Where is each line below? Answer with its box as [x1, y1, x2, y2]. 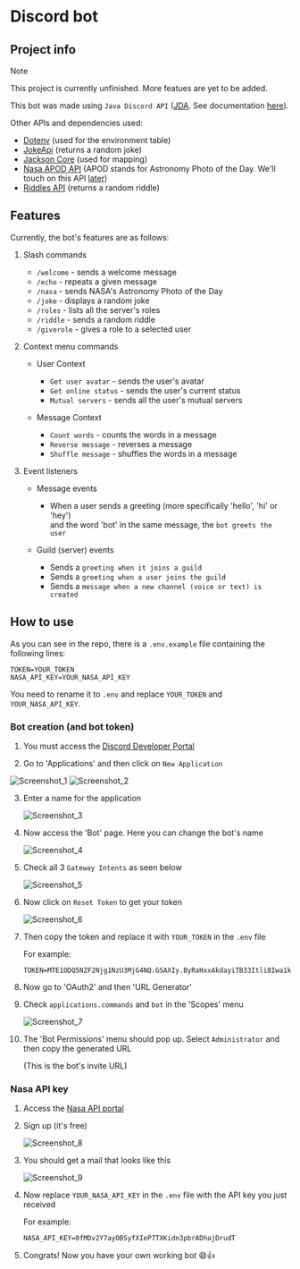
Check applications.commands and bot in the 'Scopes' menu [22, 999, 244, 1010]
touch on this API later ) [22, 173, 108, 183]
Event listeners [22, 465, 79, 476]
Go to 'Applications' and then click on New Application [22, 757, 223, 768]
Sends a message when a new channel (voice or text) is [49, 580, 262, 591]
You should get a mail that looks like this [22, 1155, 171, 1166]
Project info [10, 42, 77, 57]
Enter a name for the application [22, 792, 142, 803]
